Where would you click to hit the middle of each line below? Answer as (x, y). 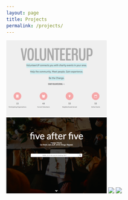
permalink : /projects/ (35, 26)
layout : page (23, 13)
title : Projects (27, 19)
